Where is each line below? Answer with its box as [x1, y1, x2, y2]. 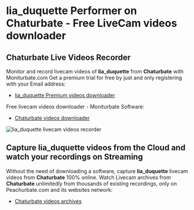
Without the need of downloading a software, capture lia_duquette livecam [6, 167, 188, 174]
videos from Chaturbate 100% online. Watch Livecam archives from [6, 174, 172, 181]
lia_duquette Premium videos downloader [14, 92, 116, 99]
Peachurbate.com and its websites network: [6, 186, 113, 193]
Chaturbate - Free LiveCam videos [6, 16, 178, 30]
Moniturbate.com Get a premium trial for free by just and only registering [6, 74, 182, 81]
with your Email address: [6, 80, 66, 87]
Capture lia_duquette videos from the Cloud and [6, 143, 186, 153]
